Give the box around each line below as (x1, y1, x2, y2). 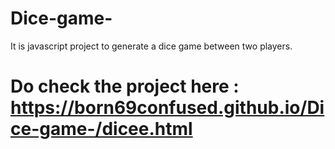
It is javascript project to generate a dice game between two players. (10, 40, 293, 52)
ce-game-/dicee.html (10, 118, 193, 141)
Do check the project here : (10, 75, 240, 98)
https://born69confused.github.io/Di (10, 97, 325, 119)
